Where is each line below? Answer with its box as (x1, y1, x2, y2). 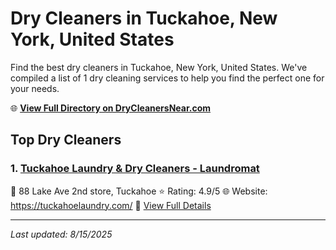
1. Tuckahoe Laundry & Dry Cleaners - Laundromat (10, 162, 260, 176)
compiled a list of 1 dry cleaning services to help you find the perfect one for (10, 72, 325, 84)
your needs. (10, 82, 60, 94)
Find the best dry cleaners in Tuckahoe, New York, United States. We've (10, 61, 308, 73)
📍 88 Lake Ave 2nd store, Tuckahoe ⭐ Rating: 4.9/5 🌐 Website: (10, 185, 268, 197)
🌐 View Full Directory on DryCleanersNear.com (10, 102, 212, 114)
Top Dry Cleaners (10, 132, 122, 149)
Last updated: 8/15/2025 (10, 228, 113, 240)
